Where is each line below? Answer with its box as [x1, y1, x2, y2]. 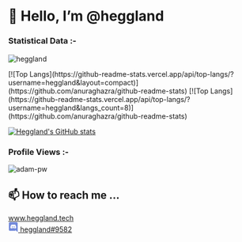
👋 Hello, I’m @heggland [8, 7, 164, 25]
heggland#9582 [19, 225, 73, 234]
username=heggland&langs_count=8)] [8, 103, 134, 113]
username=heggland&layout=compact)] [8, 78, 139, 88]
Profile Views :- [8, 146, 70, 157]
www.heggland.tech [8, 214, 74, 223]
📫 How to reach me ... [8, 188, 120, 202]
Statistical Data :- [8, 36, 77, 47]
